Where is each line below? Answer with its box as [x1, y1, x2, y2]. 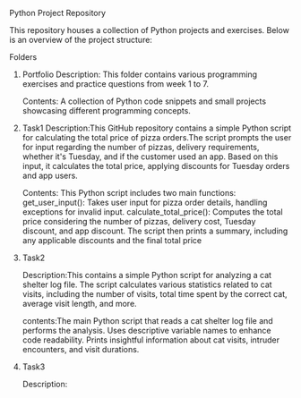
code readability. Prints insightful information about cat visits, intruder [21, 334, 280, 345]
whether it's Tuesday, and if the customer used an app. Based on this [21, 151, 279, 162]
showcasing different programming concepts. [21, 106, 191, 115]
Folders [9, 52, 38, 62]
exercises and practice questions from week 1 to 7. [21, 79, 209, 89]
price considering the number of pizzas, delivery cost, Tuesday [21, 216, 256, 226]
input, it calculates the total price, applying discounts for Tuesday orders [21, 161, 290, 171]
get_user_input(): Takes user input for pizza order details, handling [21, 197, 268, 207]
